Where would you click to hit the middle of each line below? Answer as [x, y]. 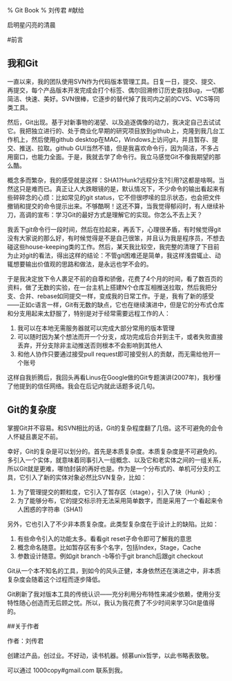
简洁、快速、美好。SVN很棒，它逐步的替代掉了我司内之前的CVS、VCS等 [110, 98]
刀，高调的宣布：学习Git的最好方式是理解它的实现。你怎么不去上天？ [105, 215]
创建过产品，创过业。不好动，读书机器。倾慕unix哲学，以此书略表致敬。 [110, 655]
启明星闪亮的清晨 [31, 25]
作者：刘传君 [25, 641]
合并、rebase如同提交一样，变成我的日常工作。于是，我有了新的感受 [117, 296]
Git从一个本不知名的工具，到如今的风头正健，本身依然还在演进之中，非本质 [114, 570]
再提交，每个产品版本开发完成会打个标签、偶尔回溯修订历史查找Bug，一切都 [116, 90]
